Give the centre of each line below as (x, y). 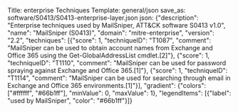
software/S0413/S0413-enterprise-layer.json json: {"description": (103, 18)
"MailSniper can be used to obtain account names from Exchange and (110, 48)
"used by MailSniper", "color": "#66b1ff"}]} (70, 101)
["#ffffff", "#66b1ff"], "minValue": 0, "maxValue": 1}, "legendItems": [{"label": (119, 93)
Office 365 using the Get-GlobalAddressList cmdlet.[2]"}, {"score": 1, (109, 55)
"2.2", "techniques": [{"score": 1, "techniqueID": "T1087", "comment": (109, 40)
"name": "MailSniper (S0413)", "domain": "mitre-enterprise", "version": (111, 33)
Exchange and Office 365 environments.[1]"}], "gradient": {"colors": (107, 85)
